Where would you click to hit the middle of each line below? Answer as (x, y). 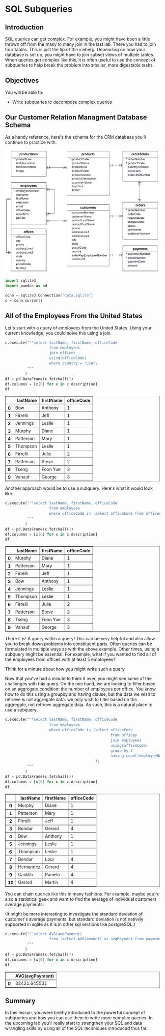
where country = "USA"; (73, 363)
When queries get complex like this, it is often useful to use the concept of (80, 60)
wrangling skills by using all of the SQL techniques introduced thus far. (76, 1028)
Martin (52, 882)
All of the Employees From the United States (74, 316)
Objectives (22, 80)
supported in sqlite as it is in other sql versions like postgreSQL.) (70, 924)
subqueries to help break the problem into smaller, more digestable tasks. (80, 65)
